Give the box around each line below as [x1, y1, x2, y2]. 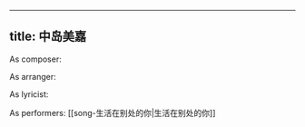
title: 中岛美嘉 [9, 29, 87, 44]
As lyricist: [9, 88, 49, 100]
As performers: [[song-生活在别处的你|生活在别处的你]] [9, 107, 216, 118]
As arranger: [9, 71, 56, 82]
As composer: [9, 54, 62, 64]
